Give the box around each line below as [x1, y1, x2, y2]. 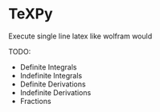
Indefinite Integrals [19, 70, 83, 80]
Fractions [19, 96, 51, 106]
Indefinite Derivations [19, 87, 92, 97]
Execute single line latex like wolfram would [8, 31, 153, 41]
